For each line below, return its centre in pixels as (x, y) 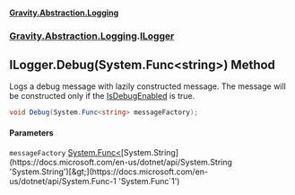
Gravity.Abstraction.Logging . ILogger (92, 36)
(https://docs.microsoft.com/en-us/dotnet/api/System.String (121, 163)
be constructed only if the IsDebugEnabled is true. (102, 96)
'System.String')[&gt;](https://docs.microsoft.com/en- (109, 172)
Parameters (31, 133)
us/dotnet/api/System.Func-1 (63, 182)
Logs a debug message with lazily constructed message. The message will (148, 86)
